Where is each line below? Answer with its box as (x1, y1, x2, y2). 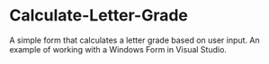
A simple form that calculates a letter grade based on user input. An (9, 35, 261, 45)
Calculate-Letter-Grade (9, 5, 189, 26)
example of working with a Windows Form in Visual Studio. (9, 44, 228, 54)
